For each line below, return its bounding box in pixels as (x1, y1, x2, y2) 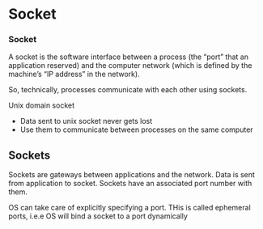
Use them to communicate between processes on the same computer (19, 125, 253, 134)
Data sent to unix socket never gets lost (19, 117, 153, 126)
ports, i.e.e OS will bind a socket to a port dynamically (8, 211, 189, 221)
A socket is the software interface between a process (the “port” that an (8, 52, 249, 61)
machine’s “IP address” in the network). (8, 70, 140, 79)
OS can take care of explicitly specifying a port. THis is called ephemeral (8, 203, 251, 213)
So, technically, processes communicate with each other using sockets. (8, 85, 248, 95)
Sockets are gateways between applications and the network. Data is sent (8, 170, 255, 180)
